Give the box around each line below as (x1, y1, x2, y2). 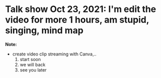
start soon (19, 56, 41, 62)
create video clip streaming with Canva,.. (12, 51, 97, 57)
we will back (19, 61, 46, 67)
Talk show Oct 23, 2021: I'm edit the (5, 3, 156, 15)
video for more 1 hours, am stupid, (5, 14, 150, 25)
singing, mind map (5, 25, 84, 36)
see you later (19, 66, 47, 73)
